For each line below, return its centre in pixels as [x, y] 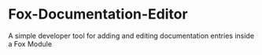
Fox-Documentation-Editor [98, 14]
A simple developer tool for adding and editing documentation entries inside [131, 36]
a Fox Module [30, 43]
